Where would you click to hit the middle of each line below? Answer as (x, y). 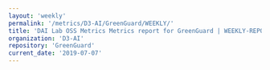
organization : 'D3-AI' (46, 38)
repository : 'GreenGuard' (51, 46)
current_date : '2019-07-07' (55, 53)
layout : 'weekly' (37, 16)
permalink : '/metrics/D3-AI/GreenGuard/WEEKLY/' (91, 23)
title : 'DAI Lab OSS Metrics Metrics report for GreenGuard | (115, 31)
